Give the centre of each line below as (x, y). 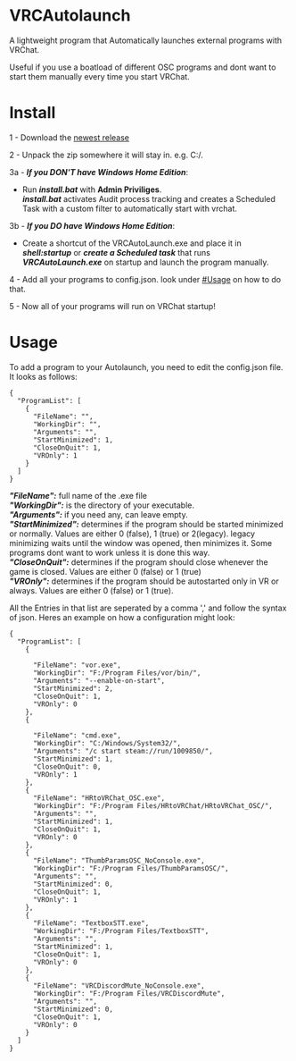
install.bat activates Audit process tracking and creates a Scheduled (149, 198)
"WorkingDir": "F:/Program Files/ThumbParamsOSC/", (131, 868)
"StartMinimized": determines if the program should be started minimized (146, 524)
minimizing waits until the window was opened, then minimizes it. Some (141, 543)
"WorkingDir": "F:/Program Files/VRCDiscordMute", (129, 993)
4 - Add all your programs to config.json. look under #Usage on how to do (145, 279)
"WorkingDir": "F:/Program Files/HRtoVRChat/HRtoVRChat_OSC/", (153, 805)
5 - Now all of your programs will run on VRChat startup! (112, 306)
